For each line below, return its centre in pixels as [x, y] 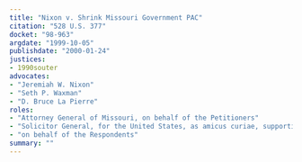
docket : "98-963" [42, 34]
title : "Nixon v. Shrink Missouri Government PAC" [106, 18]
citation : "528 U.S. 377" [58, 26]
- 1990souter [34, 68]
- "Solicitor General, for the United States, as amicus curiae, [134, 127]
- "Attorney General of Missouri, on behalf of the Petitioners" [134, 118]
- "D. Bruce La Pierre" [54, 101]
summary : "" [31, 143]
